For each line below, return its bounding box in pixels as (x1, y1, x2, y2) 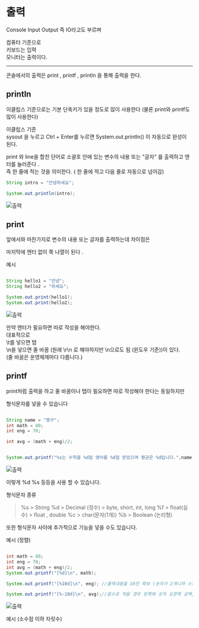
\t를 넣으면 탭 (6, 338, 37, 345)
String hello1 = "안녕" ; (6, 278, 65, 284)
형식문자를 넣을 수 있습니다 (6, 400, 68, 407)
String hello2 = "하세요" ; (6, 284, 69, 290)
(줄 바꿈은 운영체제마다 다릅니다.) (6, 353, 83, 360)
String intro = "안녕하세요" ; (6, 180, 75, 185)
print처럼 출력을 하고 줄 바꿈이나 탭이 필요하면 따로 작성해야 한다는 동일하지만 (6, 387, 185, 395)
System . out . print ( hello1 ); (6, 294, 73, 300)
